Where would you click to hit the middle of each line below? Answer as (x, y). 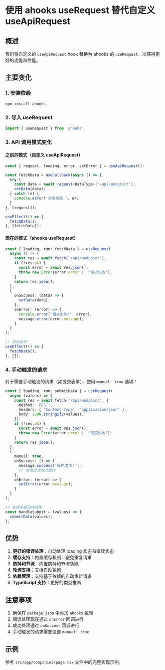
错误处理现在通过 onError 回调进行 (48, 619)
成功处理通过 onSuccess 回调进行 (46, 625)
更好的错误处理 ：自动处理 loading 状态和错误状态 (63, 551)
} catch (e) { (24, 194)
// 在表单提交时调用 (24, 507)
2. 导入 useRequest (29, 117)
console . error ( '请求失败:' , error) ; (55, 314)
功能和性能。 (27, 60)
